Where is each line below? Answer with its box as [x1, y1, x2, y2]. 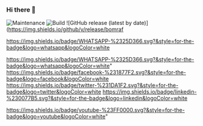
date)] [132, 19, 149, 27]
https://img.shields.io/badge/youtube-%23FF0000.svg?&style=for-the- [6, 107, 185, 114]
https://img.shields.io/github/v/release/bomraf [8, 26, 124, 33]
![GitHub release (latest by [66, 19, 132, 27]
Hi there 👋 [6, 5, 36, 14]
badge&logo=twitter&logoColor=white [6, 88, 101, 96]
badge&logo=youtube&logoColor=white [6, 113, 106, 121]
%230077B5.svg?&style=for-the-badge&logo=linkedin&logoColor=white [6, 94, 188, 102]
